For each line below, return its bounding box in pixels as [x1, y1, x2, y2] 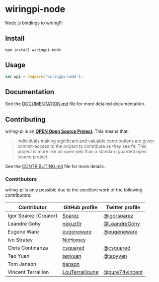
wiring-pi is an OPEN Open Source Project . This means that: [5, 128, 129, 134]
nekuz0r [62, 221, 82, 227]
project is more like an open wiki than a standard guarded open [17, 149, 147, 155]
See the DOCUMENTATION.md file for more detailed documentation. [5, 101, 146, 107]
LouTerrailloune [62, 269, 99, 276]
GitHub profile [63, 204, 98, 211]
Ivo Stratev [7, 236, 33, 243]
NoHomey [62, 236, 86, 243]
